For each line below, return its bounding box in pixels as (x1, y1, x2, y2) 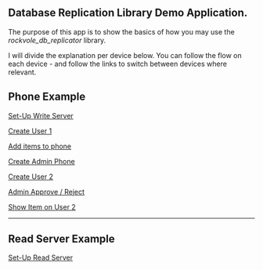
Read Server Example (8, 232, 115, 246)
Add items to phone (8, 141, 72, 151)
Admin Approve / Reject (8, 187, 85, 196)
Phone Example (8, 90, 86, 104)
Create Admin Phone (8, 156, 76, 166)
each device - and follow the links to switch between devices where (8, 59, 227, 68)
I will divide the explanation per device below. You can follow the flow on (8, 50, 243, 60)
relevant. (8, 67, 37, 77)
